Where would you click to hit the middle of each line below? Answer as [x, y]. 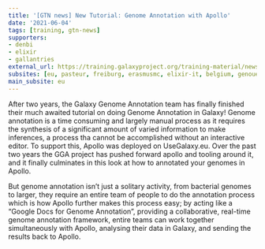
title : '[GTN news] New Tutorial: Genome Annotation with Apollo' [119, 15]
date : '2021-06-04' [40, 23]
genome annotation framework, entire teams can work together [111, 219]
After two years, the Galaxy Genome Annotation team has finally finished [126, 104]
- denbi [21, 45]
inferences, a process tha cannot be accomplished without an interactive [127, 137]
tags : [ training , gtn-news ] [54, 30]
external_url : [32, 67]
